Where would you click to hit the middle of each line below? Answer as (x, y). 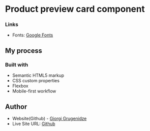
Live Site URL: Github (34, 124)
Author (16, 107)
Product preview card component (75, 9)
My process (24, 50)
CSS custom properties (36, 81)
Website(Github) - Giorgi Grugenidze (49, 118)
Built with (17, 65)
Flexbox (20, 86)
